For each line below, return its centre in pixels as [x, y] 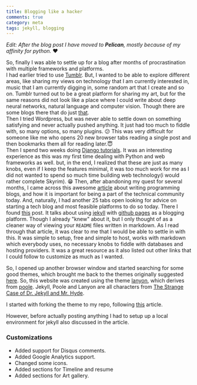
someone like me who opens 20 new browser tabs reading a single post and [98, 138]
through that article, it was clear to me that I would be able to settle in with [96, 232]
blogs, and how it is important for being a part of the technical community [95, 194]
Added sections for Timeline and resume [64, 369]
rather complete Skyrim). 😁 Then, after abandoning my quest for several [94, 182]
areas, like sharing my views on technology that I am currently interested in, [98, 81]
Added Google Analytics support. [55, 357]
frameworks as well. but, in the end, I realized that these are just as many [95, 163]
